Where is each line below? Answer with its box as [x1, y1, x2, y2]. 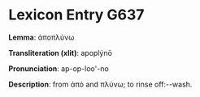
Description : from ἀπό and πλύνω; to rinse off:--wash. [8, 79, 193, 89]
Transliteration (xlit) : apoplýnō [8, 48, 112, 57]
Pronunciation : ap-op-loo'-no [8, 63, 110, 74]
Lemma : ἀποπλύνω [8, 32, 75, 42]
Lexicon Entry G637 [8, 6, 145, 24]
